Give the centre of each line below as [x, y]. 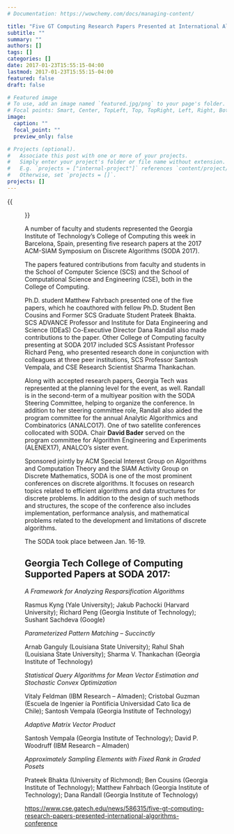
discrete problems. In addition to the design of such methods [112, 498]
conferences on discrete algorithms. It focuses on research [110, 483]
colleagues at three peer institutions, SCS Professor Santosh [111, 359]
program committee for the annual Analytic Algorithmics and [111, 417]
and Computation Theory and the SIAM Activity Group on [107, 468]
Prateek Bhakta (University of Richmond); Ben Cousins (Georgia [116, 779]
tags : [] [20, 52]
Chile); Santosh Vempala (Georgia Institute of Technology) [108, 711]
